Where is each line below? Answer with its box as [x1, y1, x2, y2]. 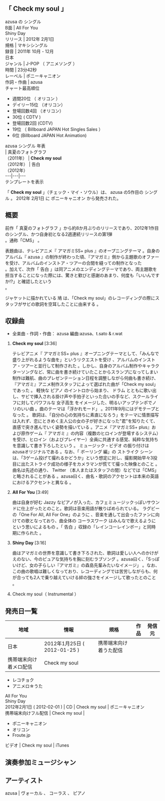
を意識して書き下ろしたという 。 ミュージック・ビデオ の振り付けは [12, 443, 149, 449]
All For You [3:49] [12, 489, 49, 495]
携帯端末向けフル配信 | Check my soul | [5, 710, 85, 716]
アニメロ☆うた [12, 683, 43, 689]
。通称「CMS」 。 [5, 237, 42, 243]
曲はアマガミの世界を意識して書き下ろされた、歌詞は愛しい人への [12, 550, 146, 556]
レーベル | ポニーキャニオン [5, 73, 61, 79]
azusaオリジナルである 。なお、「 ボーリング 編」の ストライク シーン [12, 449, 153, 455]
